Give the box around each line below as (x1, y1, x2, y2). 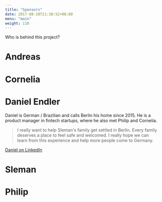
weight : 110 (5, 21, 29, 26)
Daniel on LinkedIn (5, 147, 42, 153)
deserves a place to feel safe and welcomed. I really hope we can (17, 132, 149, 138)
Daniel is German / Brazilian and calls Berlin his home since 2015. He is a (5, 112, 151, 118)
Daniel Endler (5, 96, 61, 107)
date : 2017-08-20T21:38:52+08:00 (5, 12, 73, 17)
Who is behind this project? (5, 34, 60, 40)
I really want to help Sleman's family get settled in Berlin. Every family (17, 127, 157, 133)
